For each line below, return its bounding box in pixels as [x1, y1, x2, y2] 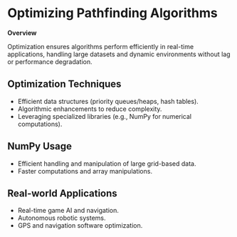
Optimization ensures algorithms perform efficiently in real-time [7, 42, 194, 51]
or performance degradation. [7, 57, 93, 65]
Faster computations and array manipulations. [17, 167, 153, 175]
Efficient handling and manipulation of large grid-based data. [17, 159, 196, 168]
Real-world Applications [7, 187, 117, 199]
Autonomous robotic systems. [17, 214, 106, 222]
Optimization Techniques [7, 78, 122, 90]
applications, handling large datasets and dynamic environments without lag [7, 50, 231, 58]
